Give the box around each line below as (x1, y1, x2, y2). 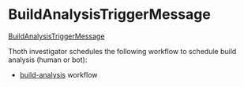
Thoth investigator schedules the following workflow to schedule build (8, 46, 237, 56)
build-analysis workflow (19, 70, 98, 79)
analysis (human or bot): (8, 55, 88, 64)
